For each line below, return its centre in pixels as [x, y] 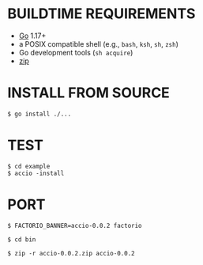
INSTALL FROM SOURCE [89, 93]
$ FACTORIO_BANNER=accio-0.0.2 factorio [75, 225]
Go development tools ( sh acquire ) [76, 52]
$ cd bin [22, 239]
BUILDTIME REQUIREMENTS [101, 14]
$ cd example [29, 166]
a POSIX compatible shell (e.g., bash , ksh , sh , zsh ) [99, 44]
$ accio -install [36, 173]
